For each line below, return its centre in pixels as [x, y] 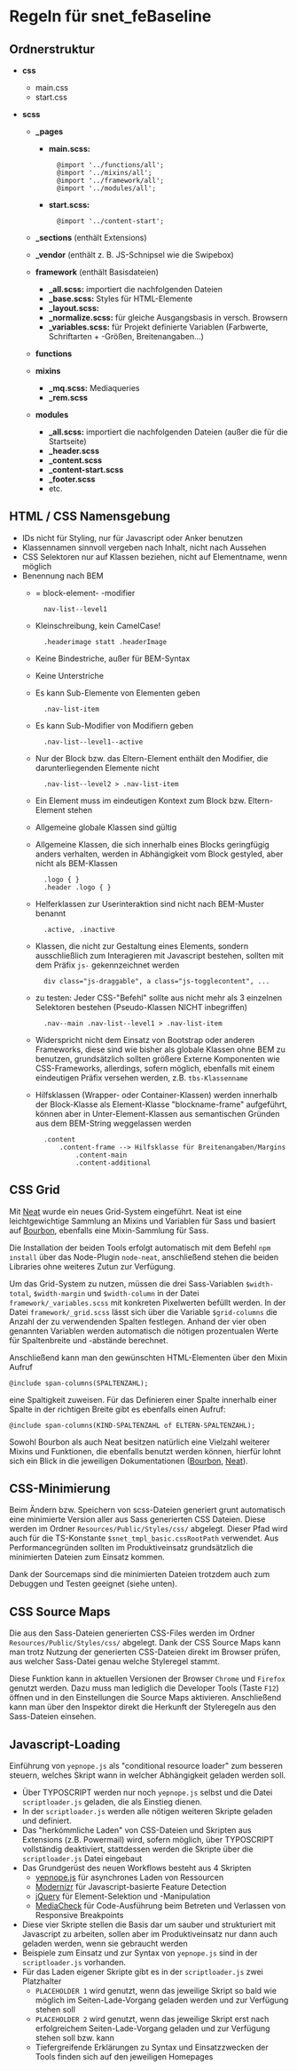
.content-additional [113, 1163]
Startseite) [67, 441]
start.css [51, 97]
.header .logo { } [77, 887]
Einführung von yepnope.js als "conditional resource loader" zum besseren [146, 1766]
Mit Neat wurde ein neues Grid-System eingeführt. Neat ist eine [125, 1211]
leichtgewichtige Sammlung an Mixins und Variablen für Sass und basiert [143, 1221]
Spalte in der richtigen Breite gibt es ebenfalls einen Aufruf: [117, 1409]
